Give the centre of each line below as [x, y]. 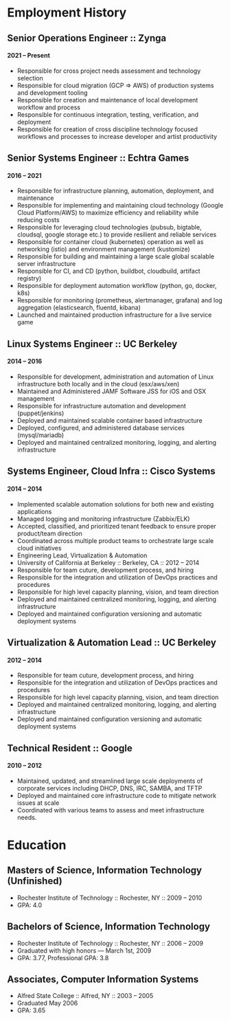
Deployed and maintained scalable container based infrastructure [110, 420]
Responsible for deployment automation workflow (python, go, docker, [117, 286]
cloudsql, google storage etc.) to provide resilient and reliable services [117, 234]
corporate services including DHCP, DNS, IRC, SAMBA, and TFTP [110, 788]
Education [37, 845]
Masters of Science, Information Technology [105, 871]
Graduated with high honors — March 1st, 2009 [84, 951]
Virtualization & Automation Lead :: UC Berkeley [112, 642]
